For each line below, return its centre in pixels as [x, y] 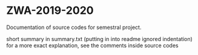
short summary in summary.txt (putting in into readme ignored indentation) [99, 39]
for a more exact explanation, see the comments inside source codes [92, 45]
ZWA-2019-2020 [50, 11]
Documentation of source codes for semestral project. [74, 27]
